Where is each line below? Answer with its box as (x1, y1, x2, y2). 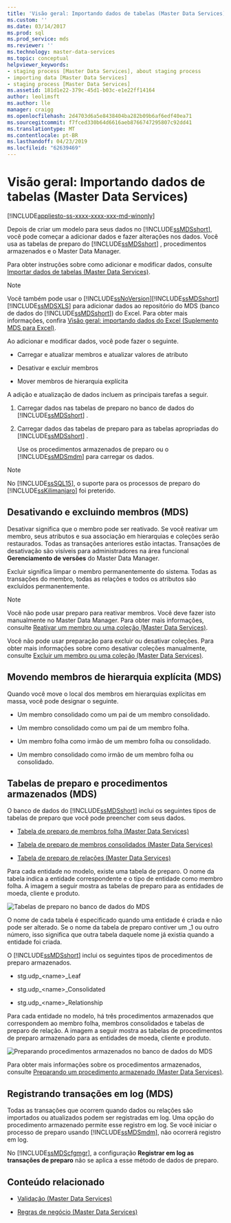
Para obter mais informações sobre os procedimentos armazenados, (7, 1060, 201, 1069)
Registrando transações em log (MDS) (7, 1088, 174, 1100)
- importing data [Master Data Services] (7, 74, 128, 81)
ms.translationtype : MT (7, 125, 76, 132)
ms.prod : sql (7, 29, 45, 37)
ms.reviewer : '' (7, 42, 54, 49)
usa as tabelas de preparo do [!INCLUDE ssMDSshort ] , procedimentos (7, 239, 207, 248)
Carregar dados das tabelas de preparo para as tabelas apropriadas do (16, 424, 219, 433)
